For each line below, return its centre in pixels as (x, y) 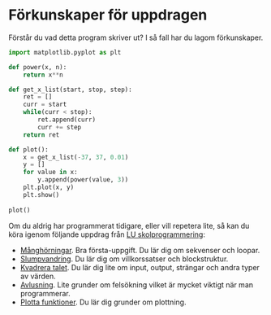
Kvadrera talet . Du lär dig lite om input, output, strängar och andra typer (140, 267)
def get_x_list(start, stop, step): (70, 90)
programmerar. (45, 293)
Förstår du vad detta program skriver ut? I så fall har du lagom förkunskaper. (136, 37)
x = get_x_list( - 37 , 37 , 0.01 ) (76, 157)
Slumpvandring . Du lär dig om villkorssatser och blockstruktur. (124, 259)
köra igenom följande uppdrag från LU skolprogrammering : (107, 234)
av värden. (38, 276)
